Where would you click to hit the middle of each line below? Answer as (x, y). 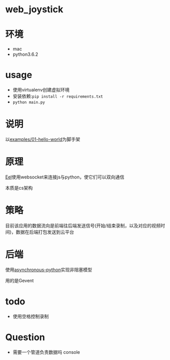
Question (25, 337)
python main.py (29, 103)
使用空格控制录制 (31, 316)
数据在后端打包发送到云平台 (45, 232)
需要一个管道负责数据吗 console (46, 352)
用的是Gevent (20, 280)
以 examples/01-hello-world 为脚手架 (43, 139)
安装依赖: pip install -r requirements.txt (58, 96)
